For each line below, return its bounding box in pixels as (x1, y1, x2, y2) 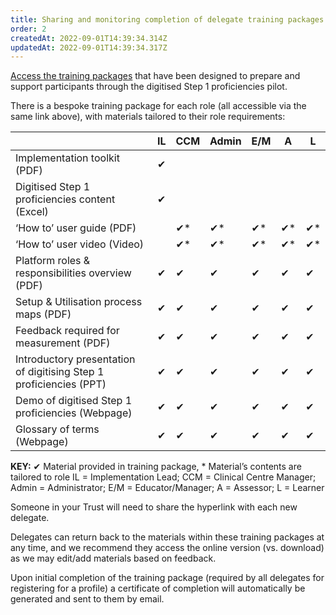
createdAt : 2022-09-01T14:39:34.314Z (10, 33, 168, 43)
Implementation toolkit (15, 151, 120, 165)
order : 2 (10, 24, 47, 34)
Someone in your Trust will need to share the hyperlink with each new (10, 501, 298, 513)
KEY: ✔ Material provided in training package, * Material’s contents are (10, 461, 302, 473)
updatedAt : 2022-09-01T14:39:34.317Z (10, 42, 168, 53)
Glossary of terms (15, 422, 100, 436)
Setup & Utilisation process (15, 295, 143, 309)
